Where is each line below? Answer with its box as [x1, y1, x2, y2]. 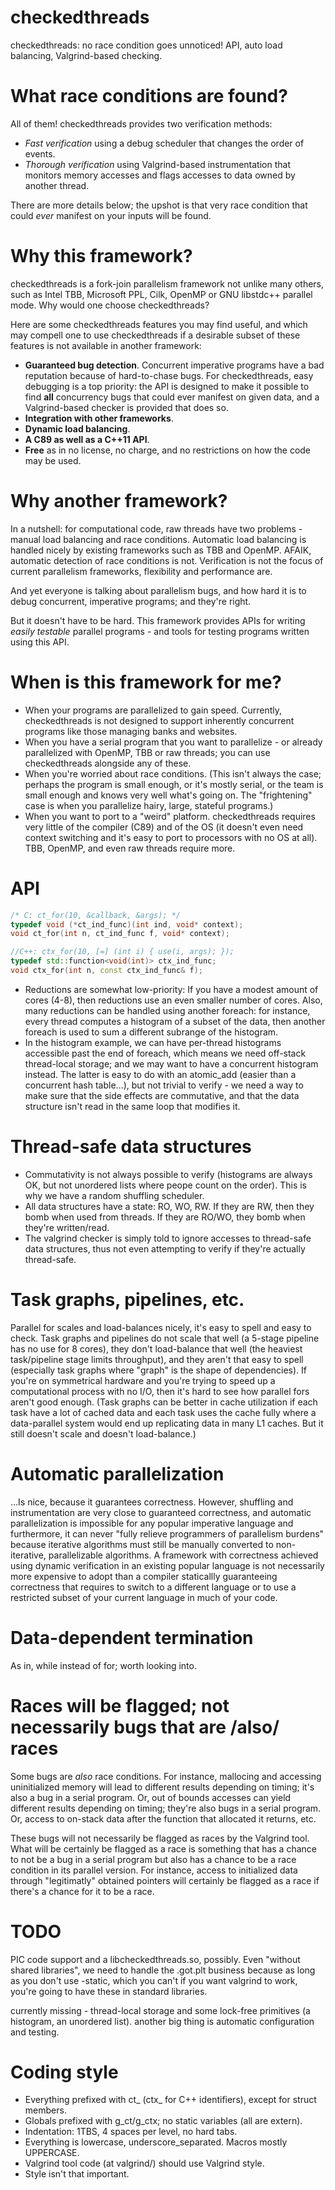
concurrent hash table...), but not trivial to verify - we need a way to [24, 1079, 304, 1091]
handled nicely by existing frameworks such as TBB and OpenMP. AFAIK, [10, 544, 312, 556]
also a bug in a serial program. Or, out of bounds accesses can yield [10, 1791, 292, 1803]
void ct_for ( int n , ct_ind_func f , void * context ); [10, 929, 230, 939]
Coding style [10, 2061, 119, 2083]
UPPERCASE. [24, 2147, 80, 2159]
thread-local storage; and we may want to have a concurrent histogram [24, 1057, 319, 1070]
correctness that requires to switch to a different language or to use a [10, 1581, 297, 1593]
